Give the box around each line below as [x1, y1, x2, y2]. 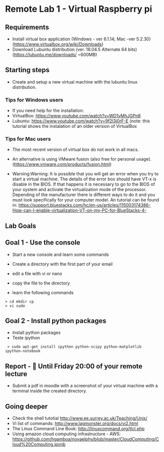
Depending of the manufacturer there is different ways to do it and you [12, 192, 156, 198]
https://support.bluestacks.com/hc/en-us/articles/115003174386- [18, 202, 151, 208]
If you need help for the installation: [12, 108, 84, 113]
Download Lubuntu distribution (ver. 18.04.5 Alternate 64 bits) [12, 47, 137, 52]
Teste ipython [12, 335, 40, 341]
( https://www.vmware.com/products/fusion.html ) [12, 161, 112, 168]
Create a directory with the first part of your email [12, 261, 113, 267]
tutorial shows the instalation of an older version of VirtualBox [12, 123, 137, 129]
